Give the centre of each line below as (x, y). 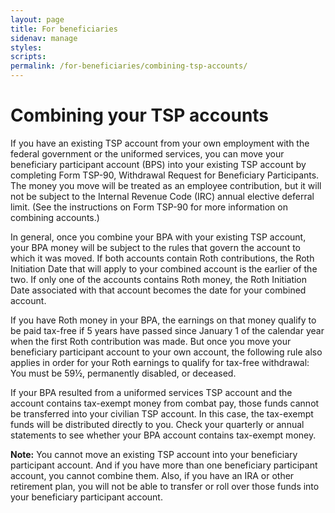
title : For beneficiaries (64, 29)
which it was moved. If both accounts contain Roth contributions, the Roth (162, 258)
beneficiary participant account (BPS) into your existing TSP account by (158, 164)
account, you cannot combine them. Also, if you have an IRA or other (152, 475)
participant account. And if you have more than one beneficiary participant (164, 465)
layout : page (37, 19)
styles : (26, 47)
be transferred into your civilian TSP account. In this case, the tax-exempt (162, 413)
